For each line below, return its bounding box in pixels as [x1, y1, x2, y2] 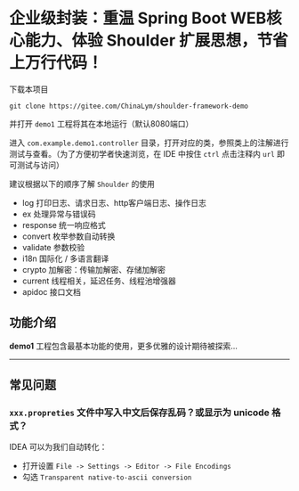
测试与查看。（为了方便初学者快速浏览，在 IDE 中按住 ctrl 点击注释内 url [9, 148, 276, 159]
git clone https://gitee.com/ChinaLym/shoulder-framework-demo [9, 102, 249, 110]
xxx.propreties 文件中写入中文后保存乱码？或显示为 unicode [9, 406, 270, 419]
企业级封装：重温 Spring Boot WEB [9, 8, 267, 29]
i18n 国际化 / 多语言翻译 [21, 253, 109, 264]
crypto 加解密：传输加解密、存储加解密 [21, 264, 166, 274]
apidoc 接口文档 [21, 286, 82, 297]
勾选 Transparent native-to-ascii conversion [21, 471, 192, 482]
